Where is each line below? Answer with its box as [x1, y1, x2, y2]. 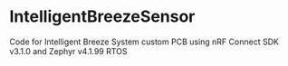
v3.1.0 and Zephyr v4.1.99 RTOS [9, 45, 129, 56]
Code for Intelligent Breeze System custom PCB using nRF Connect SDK [9, 36, 279, 47]
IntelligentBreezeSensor [9, 6, 196, 27]
